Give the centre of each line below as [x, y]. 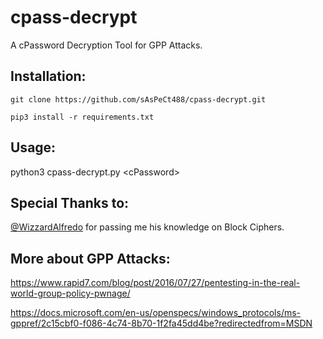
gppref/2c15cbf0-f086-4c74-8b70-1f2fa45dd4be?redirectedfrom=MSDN [161, 323]
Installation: [48, 76]
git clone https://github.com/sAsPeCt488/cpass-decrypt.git [138, 99]
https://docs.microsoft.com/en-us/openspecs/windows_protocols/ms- [156, 313]
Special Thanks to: [70, 202]
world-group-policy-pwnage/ [70, 293]
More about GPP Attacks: [90, 258]
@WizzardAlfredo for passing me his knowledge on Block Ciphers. [147, 227]
